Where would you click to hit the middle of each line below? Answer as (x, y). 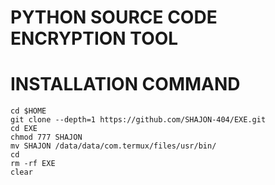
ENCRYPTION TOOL (94, 38)
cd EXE (24, 129)
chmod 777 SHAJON (46, 137)
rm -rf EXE (33, 164)
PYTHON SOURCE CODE (114, 17)
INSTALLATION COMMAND (125, 84)
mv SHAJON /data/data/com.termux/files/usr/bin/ (113, 146)
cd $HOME (28, 111)
